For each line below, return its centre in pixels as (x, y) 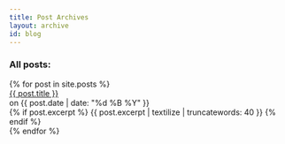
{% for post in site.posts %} (60, 84)
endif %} (25, 121)
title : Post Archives (49, 17)
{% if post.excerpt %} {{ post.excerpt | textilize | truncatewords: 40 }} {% (142, 112)
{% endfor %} (35, 131)
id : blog (25, 34)
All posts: (30, 64)
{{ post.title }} (34, 93)
